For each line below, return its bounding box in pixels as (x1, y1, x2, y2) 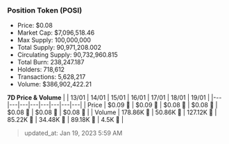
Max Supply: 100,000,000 (17, 36, 92, 44)
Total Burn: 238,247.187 (17, 58, 85, 66)
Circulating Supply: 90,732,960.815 (17, 51, 118, 59)
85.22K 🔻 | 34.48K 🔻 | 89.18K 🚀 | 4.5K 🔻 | (7, 116, 124, 124)
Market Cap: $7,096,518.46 (17, 28, 95, 37)
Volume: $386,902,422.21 (17, 80, 92, 89)
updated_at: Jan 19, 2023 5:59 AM (24, 129, 123, 137)
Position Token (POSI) (7, 6, 83, 15)
